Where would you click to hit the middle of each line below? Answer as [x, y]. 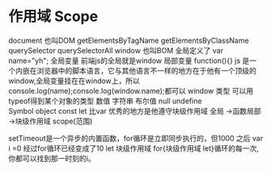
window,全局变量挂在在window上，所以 [74, 81]
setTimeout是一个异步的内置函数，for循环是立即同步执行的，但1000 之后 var [136, 138]
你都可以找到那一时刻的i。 [52, 158]
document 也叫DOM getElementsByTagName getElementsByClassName [129, 40]
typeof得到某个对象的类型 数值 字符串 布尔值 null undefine [105, 101]
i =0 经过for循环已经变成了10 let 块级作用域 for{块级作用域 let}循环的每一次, [133, 148]
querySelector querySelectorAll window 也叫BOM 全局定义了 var [116, 50]
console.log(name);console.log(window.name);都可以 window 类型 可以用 [131, 90]
